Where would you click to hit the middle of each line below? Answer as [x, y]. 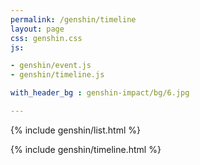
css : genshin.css [46, 38]
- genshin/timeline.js [57, 75]
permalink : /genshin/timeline [73, 19]
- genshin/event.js [51, 66]
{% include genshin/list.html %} [75, 130]
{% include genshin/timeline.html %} [86, 149]
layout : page [37, 29]
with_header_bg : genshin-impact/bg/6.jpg [100, 93]
